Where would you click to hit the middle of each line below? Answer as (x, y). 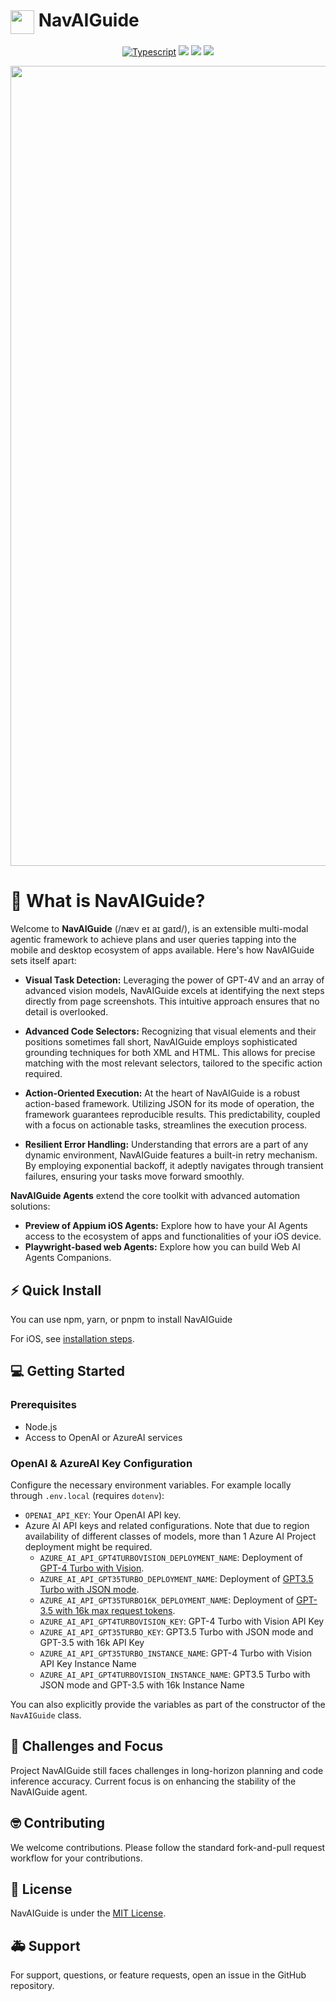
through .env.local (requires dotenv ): (87, 1496)
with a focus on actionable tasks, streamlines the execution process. (166, 1125)
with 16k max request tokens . (115, 1611)
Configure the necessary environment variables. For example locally (151, 1485)
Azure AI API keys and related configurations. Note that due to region (167, 1526)
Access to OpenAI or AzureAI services (103, 1437)
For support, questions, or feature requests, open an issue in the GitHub (158, 1975)
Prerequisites (43, 1405)
